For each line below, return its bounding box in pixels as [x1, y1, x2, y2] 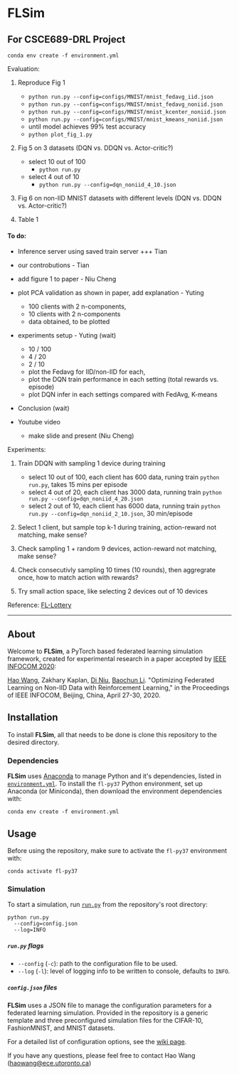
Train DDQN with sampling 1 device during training [17, 459, 166, 468]
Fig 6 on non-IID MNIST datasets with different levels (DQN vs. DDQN [17, 194, 222, 202]
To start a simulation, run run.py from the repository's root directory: [7, 901, 208, 909]
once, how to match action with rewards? [17, 574, 139, 582]
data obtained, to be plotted [28, 318, 110, 326]
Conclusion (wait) [17, 404, 70, 413]
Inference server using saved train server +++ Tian [17, 247, 168, 256]
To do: [7, 231, 27, 240]
